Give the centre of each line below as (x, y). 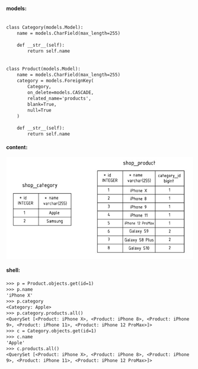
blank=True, (42, 105)
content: (17, 147)
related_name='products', (60, 99)
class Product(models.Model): (44, 69)
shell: (13, 270)
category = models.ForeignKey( (55, 81)
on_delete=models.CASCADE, (61, 93)
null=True (39, 110)
